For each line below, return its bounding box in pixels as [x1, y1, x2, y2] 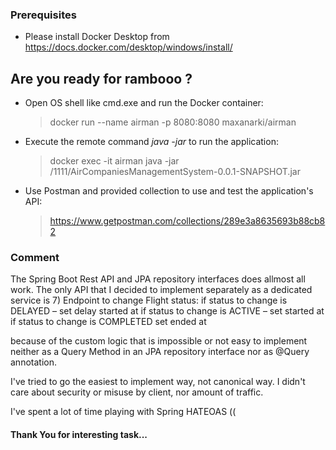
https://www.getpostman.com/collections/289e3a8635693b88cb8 [49, 215, 326, 227]
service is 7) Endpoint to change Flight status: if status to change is [10, 294, 288, 307]
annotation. [10, 356, 57, 368]
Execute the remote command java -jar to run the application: [24, 136, 279, 148]
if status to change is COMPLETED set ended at [10, 316, 207, 328]
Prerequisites [10, 8, 77, 22]
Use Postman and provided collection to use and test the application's [24, 185, 314, 197]
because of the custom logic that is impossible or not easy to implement [10, 335, 308, 347]
